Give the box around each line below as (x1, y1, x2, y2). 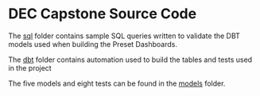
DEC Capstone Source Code (8, 5, 197, 23)
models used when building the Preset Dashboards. (8, 39, 177, 48)
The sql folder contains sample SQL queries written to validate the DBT (8, 31, 241, 40)
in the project (8, 63, 52, 72)
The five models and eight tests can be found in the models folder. (8, 79, 226, 88)
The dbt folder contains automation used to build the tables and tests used (8, 55, 253, 64)
